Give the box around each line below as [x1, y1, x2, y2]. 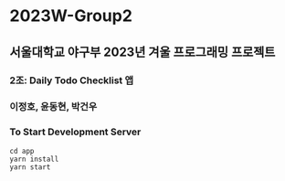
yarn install [9, 154, 59, 164]
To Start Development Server [9, 125, 142, 138]
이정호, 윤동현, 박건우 [9, 101, 98, 113]
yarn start [9, 162, 51, 172]
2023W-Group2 [9, 5, 132, 27]
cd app [9, 146, 35, 155]
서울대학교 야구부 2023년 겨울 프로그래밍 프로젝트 [9, 44, 276, 59]
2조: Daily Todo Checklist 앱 [9, 74, 134, 87]
